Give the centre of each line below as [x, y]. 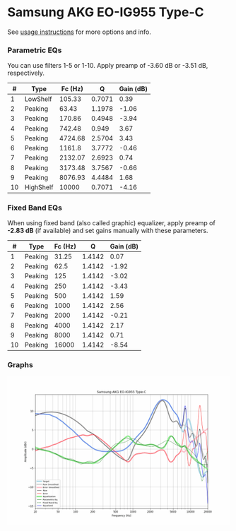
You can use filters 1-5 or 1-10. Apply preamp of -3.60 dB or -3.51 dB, [108, 66]
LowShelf [38, 99]
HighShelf [39, 187]
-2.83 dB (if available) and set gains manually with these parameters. [108, 231]
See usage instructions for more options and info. [79, 32]
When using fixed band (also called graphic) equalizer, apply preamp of [111, 223]
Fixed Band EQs [35, 208]
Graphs [20, 365]
